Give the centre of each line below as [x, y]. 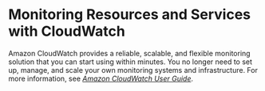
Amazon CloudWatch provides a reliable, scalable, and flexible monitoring [129, 53]
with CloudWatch [67, 31]
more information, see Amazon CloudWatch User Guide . [101, 78]
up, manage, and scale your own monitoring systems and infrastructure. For [133, 70]
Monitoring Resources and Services [130, 15]
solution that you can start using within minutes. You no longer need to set [131, 62]
